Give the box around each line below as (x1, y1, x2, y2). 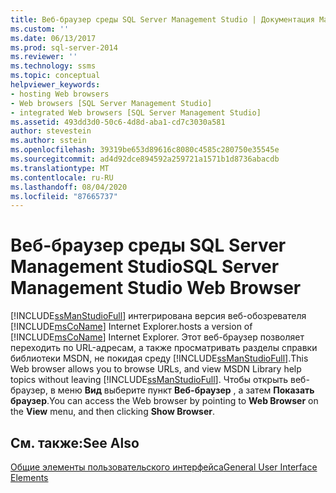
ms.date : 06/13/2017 (10, 33, 97, 43)
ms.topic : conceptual (10, 71, 101, 81)
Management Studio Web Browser (10, 277, 302, 300)
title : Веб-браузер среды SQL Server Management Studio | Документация (10, 14, 315, 25)
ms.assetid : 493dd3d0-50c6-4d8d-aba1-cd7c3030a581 (10, 117, 226, 127)
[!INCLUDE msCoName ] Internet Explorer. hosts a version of (10, 321, 253, 333)
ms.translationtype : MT (10, 163, 110, 173)
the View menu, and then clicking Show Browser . (10, 406, 216, 418)
